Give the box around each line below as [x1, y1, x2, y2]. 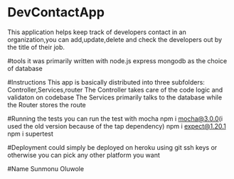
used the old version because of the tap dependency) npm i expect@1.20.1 [7, 121, 226, 130]
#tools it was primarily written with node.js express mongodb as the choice [7, 56, 228, 65]
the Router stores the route [7, 100, 87, 109]
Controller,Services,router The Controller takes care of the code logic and [7, 85, 223, 94]
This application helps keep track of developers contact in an [7, 28, 186, 36]
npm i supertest [7, 129, 53, 138]
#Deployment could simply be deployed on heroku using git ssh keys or [7, 143, 218, 151]
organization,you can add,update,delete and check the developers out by [7, 35, 223, 43]
